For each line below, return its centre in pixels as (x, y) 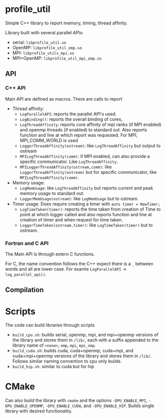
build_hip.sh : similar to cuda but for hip (53, 367)
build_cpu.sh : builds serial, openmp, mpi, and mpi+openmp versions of (85, 335)
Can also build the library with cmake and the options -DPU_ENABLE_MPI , (76, 401)
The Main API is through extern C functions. (50, 254)
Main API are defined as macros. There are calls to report (64, 99)
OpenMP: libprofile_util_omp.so (47, 47)
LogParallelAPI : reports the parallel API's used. (68, 114)
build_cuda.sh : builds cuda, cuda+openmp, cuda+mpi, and (73, 351)
